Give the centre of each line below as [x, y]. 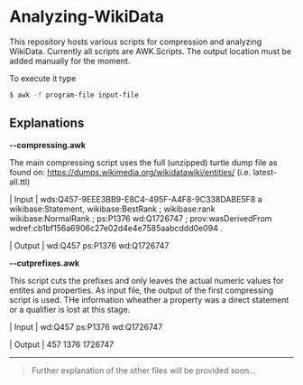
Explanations [47, 123]
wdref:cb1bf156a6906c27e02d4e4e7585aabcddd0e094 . [116, 228]
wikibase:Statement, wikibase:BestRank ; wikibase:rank [112, 209]
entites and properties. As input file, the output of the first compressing [142, 290]
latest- [265, 172]
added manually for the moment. [70, 61]
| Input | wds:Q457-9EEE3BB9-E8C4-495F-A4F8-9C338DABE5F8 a [136, 199]
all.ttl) [20, 182]
